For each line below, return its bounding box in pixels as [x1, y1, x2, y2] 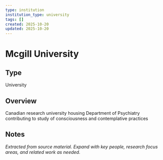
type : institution [5, 7, 44, 13]
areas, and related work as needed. [5, 149, 80, 155]
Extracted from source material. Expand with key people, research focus [5, 143, 158, 150]
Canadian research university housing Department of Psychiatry [5, 110, 140, 116]
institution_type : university [5, 12, 70, 17]
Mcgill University [5, 48, 79, 60]
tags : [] [5, 17, 24, 22]
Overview [5, 97, 37, 105]
